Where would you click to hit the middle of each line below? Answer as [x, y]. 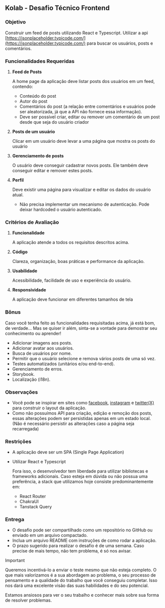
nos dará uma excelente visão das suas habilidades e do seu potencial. [77, 585]
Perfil [18, 180]
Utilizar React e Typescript [39, 462]
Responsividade [29, 290]
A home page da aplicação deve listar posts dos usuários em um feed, [83, 81]
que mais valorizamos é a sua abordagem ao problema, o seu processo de [81, 575]
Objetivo [15, 22]
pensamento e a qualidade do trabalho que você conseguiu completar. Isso [81, 581]
